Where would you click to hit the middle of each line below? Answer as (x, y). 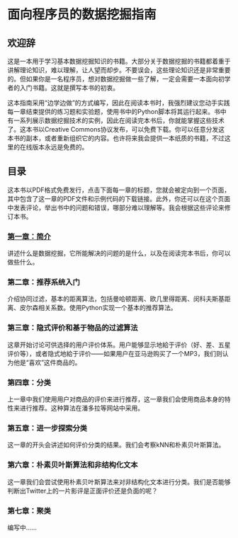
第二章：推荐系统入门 (44, 282)
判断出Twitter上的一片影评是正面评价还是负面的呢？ (83, 491)
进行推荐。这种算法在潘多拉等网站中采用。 (81, 408)
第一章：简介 (29, 236)
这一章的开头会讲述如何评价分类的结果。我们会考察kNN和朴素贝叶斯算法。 (116, 445)
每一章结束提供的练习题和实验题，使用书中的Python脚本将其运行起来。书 (114, 111)
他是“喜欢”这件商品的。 (47, 362)
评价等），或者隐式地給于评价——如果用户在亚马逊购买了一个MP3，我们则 (115, 353)
